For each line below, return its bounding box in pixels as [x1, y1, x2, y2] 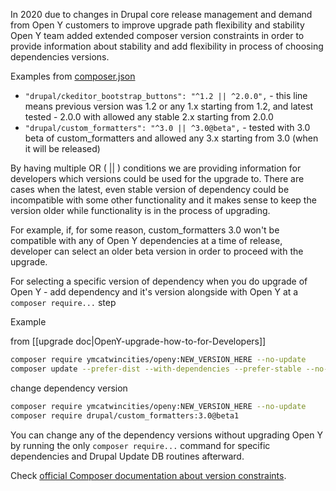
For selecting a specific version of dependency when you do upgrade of [10, 275, 308, 287]
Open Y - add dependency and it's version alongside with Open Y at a [10, 286, 299, 298]
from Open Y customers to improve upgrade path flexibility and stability [10, 19, 305, 31]
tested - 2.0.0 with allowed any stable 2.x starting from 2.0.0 [24, 111, 274, 123]
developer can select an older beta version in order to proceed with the [10, 245, 304, 257]
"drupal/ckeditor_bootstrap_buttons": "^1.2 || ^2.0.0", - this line [24, 90, 308, 101]
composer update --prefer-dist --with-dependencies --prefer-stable [10, 364, 302, 374]
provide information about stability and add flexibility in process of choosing [10, 40, 324, 52]
